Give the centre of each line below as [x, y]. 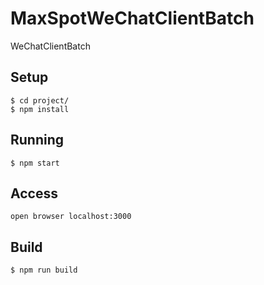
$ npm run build [44, 270]
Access [34, 193]
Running [37, 140]
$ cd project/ [40, 100]
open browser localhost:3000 [71, 217]
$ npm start [35, 163]
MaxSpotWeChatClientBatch [132, 18]
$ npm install [40, 109]
